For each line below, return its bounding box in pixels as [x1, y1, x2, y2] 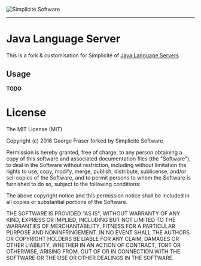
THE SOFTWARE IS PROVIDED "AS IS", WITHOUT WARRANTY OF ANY [6, 209, 181, 217]
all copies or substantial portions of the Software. [6, 198, 127, 205]
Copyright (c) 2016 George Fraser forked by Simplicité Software [6, 137, 163, 144]
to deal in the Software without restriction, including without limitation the [6, 161, 187, 168]
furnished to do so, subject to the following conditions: [6, 180, 141, 187]
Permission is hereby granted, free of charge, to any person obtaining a [6, 149, 182, 156]
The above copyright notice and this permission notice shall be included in [6, 191, 190, 199]
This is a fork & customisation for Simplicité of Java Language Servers [6, 51, 179, 59]
